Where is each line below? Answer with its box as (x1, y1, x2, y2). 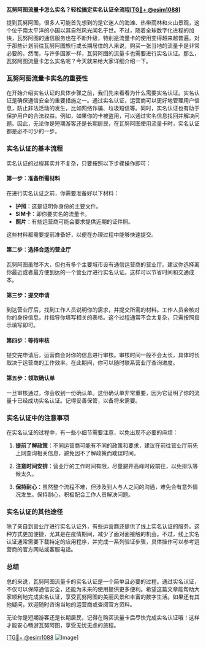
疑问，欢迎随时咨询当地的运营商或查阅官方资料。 (11, 600, 135, 608)
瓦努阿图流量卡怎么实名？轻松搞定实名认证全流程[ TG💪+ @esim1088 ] (6, 6, 181, 13)
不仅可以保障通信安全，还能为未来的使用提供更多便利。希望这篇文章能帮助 (6, 585, 194, 592)
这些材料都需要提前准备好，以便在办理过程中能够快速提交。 (6, 231, 157, 238)
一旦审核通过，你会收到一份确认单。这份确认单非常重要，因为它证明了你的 (6, 389, 194, 396)
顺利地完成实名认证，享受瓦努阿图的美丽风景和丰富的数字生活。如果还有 (11, 593, 194, 600)
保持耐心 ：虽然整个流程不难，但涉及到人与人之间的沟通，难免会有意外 (15, 483, 193, 490)
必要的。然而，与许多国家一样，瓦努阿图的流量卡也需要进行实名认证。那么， (6, 50, 200, 57)
